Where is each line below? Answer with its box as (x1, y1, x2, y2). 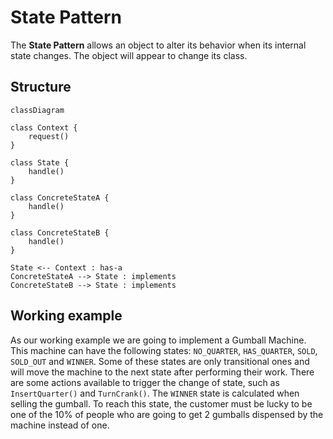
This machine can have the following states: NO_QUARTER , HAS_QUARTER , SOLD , (10, 344, 318, 356)
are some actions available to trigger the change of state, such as (10, 376, 280, 388)
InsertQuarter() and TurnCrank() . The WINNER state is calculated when (10, 387, 300, 399)
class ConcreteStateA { (10, 192, 110, 203)
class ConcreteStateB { (10, 227, 110, 238)
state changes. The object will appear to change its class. (10, 49, 248, 61)
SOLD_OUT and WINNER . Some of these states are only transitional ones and (10, 355, 310, 367)
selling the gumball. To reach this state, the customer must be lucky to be (10, 397, 313, 410)
